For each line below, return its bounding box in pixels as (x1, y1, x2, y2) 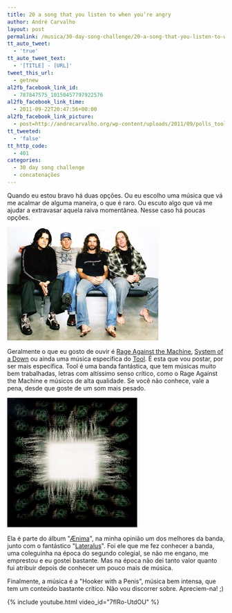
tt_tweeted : (7, 128, 41, 135)
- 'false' (13, 135, 41, 142)
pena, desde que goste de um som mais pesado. (7, 384, 146, 392)
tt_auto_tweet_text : (7, 55, 67, 62)
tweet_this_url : (7, 69, 54, 76)
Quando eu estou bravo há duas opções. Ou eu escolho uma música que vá (7, 191, 223, 200)
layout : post (7, 26, 45, 32)
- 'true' (13, 48, 39, 55)
